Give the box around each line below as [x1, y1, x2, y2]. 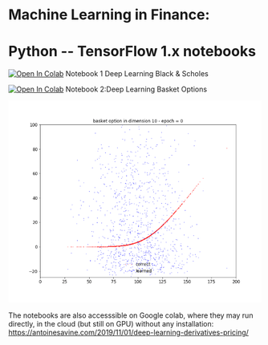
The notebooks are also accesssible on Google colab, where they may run [8, 310, 254, 320]
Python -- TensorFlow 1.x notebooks [8, 43, 257, 61]
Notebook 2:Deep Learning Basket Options [65, 84, 207, 94]
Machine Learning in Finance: [8, 6, 210, 24]
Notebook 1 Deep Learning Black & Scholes [65, 69, 209, 79]
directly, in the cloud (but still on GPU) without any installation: [8, 319, 214, 329]
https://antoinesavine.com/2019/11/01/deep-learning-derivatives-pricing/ [8, 327, 249, 338]
